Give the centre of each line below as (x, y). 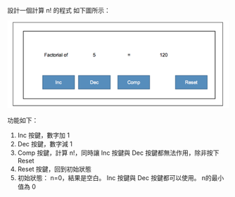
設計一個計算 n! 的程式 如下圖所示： (59, 10)
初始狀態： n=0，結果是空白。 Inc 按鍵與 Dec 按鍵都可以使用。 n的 (115, 178)
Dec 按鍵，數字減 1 (45, 144)
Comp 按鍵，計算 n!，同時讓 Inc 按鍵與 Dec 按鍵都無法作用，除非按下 (118, 153)
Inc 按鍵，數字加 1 (44, 135)
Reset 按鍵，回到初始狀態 (54, 169)
